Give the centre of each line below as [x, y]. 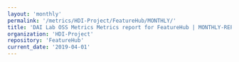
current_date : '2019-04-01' [49, 47]
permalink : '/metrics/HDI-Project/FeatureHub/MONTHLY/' [92, 21]
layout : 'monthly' [34, 14]
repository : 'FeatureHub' [46, 41]
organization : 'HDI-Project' [51, 34]
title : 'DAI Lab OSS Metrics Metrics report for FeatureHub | [101, 27]
